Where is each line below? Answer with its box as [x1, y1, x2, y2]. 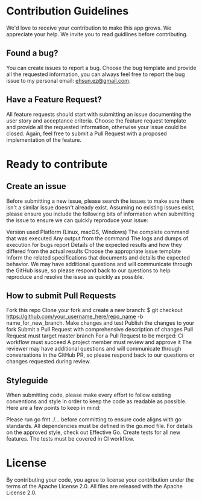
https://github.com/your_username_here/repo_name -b [6, 313, 144, 321]
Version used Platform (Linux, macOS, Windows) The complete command [6, 228, 189, 235]
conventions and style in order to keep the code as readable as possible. [6, 398, 187, 405]
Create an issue [6, 181, 66, 191]
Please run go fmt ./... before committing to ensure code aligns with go [6, 416, 182, 423]
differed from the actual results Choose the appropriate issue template [6, 247, 181, 255]
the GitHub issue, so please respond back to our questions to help [6, 267, 171, 274]
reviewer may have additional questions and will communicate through [6, 345, 181, 353]
